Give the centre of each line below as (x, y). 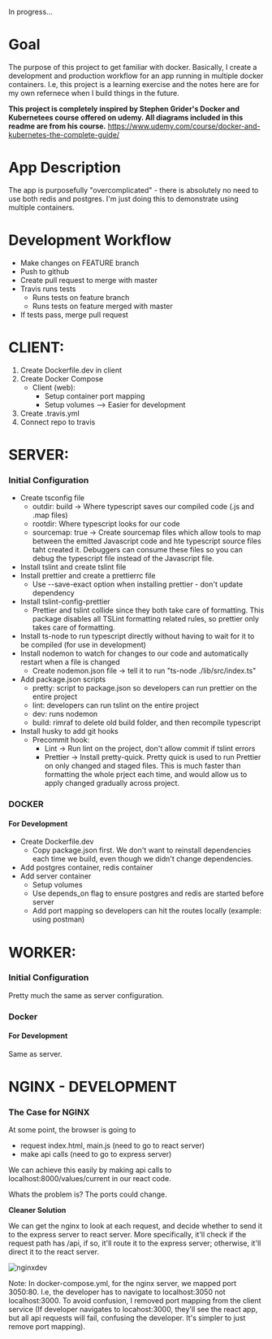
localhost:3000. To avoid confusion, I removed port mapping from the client (135, 1301)
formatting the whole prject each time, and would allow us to (146, 774)
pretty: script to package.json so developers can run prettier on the (145, 688)
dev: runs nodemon (65, 714)
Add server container (56, 876)
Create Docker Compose (62, 378)
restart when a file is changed (70, 662)
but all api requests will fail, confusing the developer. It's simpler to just (127, 1318)
